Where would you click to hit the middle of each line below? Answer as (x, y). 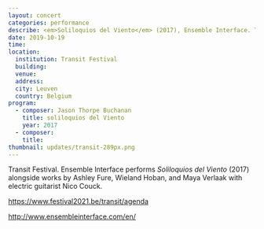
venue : (26, 74)
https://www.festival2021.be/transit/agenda (79, 201)
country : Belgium (44, 96)
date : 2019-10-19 (37, 37)
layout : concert (35, 15)
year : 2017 (40, 125)
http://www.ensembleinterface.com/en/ (72, 216)
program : (22, 103)
